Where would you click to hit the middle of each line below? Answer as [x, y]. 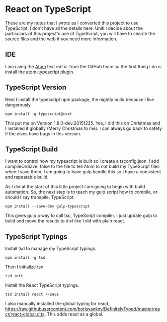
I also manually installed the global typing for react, [57, 304]
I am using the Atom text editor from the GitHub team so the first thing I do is [83, 66]
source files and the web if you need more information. [61, 39]
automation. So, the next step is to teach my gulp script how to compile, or [81, 192]
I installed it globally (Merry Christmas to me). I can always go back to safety [84, 128]
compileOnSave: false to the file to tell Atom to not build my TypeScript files [83, 166]
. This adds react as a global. [74, 314]
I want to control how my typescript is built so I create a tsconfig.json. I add [82, 161]
